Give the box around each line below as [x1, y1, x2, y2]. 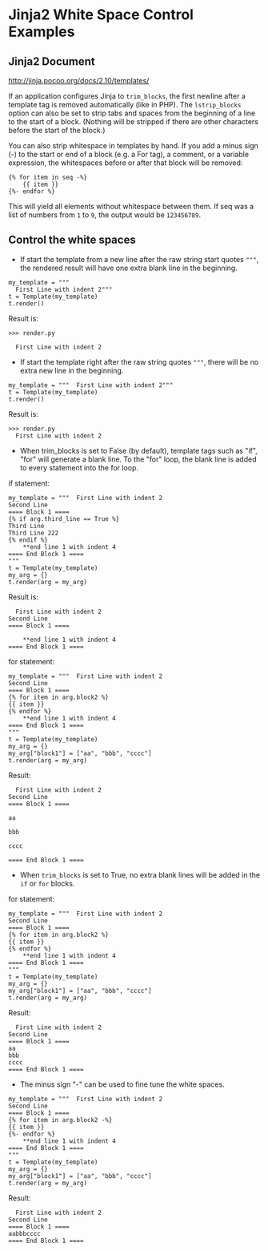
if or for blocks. [19, 878, 75, 888]
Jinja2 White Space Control [8, 6, 194, 24]
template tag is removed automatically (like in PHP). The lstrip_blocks [8, 100, 242, 109]
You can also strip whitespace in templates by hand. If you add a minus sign [8, 141, 258, 150]
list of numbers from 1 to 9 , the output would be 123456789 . [8, 210, 202, 220]
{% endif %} [8, 535, 48, 544]
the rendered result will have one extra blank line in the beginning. [19, 263, 238, 272]
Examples [8, 22, 75, 41]
